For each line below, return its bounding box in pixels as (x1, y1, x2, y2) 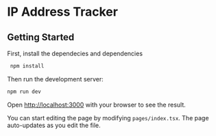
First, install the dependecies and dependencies (7, 49, 143, 57)
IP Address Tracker (7, 4, 119, 20)
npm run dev (7, 88, 41, 95)
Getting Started (7, 31, 75, 43)
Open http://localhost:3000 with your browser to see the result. (7, 100, 187, 109)
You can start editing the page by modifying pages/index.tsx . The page (7, 113, 209, 122)
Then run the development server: (7, 74, 104, 83)
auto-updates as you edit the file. (7, 121, 101, 129)
